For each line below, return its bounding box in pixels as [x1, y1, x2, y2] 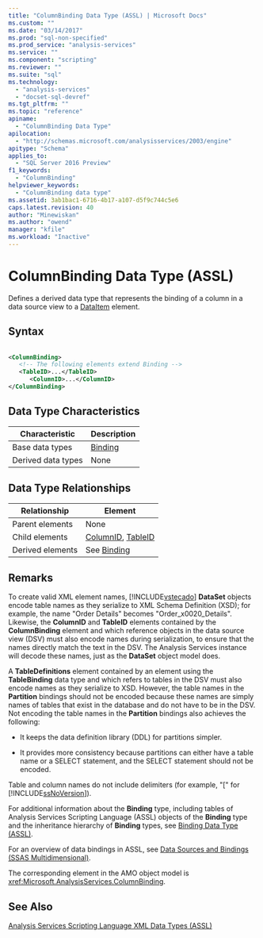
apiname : [8, 115, 37, 123]
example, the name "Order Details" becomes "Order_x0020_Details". [8, 609, 232, 619]
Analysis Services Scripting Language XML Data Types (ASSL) [8, 921, 212, 931]
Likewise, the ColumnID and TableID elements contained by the [8, 617, 216, 627]
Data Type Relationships [8, 482, 131, 495]
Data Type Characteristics [8, 405, 140, 418]
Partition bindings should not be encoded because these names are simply [8, 692, 254, 702]
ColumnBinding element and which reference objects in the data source [8, 626, 245, 636]
